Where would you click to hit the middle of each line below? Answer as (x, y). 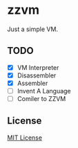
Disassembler (37, 75)
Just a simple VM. (33, 29)
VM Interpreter (38, 67)
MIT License (25, 138)
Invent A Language (44, 91)
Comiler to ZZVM (41, 99)
